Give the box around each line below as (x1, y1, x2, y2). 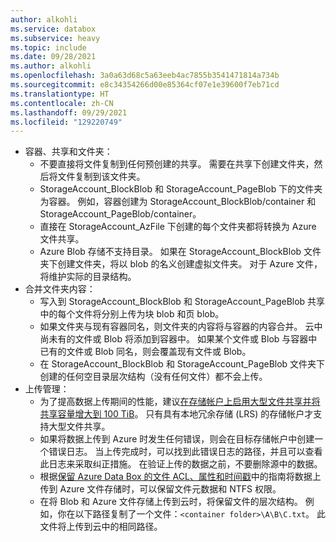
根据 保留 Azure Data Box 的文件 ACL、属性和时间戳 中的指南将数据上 (39, 471, 322, 483)
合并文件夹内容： (24, 283, 96, 295)
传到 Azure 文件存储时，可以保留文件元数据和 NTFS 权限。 (39, 483, 282, 495)
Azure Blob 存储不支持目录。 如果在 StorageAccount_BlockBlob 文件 (39, 246, 322, 258)
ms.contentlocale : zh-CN (10, 98, 114, 108)
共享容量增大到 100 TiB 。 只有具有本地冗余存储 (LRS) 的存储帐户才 (39, 408, 314, 420)
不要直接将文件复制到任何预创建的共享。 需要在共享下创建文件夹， (39, 158, 315, 170)
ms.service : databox (10, 24, 97, 34)
